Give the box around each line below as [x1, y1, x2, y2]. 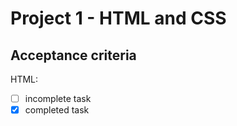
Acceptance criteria [10, 47, 137, 64]
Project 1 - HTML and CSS [10, 7, 227, 30]
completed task [24, 104, 90, 116]
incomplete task [24, 93, 92, 104]
